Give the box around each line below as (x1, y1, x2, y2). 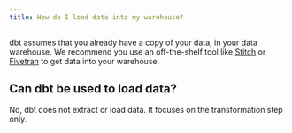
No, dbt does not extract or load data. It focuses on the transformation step (9, 105, 283, 115)
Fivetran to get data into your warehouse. (9, 55, 160, 66)
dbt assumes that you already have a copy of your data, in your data (9, 37, 258, 48)
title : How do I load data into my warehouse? (9, 12, 184, 22)
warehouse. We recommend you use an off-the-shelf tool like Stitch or (9, 46, 266, 57)
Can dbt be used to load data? (9, 81, 177, 97)
